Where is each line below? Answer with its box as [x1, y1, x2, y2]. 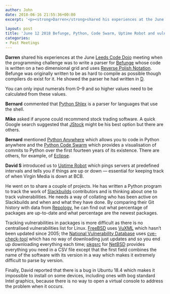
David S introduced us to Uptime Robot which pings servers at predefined [5, 162, 159, 169]
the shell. [5, 106, 24, 112]
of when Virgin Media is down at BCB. [5, 173, 84, 179]
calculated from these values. [5, 91, 67, 97]
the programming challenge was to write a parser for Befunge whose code [5, 59, 161, 66]
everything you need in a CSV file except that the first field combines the [5, 246, 157, 253]
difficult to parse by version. [5, 257, 64, 263]
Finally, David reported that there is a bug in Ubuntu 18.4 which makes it [5, 267, 155, 273]
